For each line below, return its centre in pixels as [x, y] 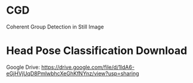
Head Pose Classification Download [97, 51]
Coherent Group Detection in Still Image [55, 27]
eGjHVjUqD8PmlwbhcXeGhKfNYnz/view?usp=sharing [73, 73]
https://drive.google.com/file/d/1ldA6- [88, 67]
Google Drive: [23, 67]
